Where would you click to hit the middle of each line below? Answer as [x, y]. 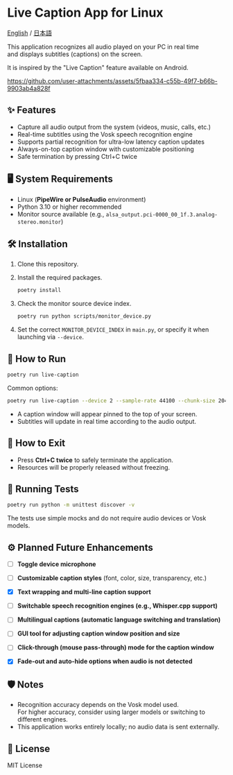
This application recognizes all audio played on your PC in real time [103, 46]
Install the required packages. [60, 278]
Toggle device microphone [57, 564]
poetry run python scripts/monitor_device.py [84, 316]
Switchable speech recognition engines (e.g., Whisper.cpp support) [118, 606]
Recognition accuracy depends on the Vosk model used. [98, 705]
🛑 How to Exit [36, 443]
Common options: [33, 388]
